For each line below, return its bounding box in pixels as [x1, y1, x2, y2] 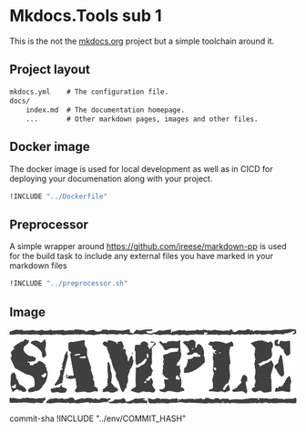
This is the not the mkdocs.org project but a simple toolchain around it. [9, 35, 275, 46]
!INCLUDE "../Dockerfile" [9, 192, 107, 201]
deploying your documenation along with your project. [9, 173, 213, 184]
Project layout [9, 62, 91, 77]
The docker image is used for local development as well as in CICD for [9, 163, 273, 174]
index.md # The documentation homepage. [25, 105, 185, 115]
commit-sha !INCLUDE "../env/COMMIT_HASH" [9, 413, 187, 424]
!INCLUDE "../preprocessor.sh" [9, 279, 128, 288]
